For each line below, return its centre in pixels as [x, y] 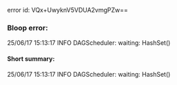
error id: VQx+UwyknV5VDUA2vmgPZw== [68, 10]
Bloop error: [28, 28]
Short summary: [31, 59]
